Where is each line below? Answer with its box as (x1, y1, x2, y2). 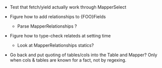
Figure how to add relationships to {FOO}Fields (9, 14, 106, 19)
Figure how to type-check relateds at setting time (9, 33, 111, 38)
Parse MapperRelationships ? (17, 23, 77, 29)
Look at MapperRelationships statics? (17, 42, 94, 48)
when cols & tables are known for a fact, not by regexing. (9, 57, 127, 63)
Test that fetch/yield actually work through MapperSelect (9, 4, 126, 10)
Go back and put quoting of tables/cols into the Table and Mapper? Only (9, 52, 158, 58)
